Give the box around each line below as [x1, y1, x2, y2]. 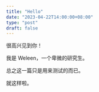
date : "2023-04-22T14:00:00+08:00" [6, 14, 94, 20]
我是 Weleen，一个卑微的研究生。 [6, 54, 88, 62]
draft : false [6, 25, 38, 31]
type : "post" [6, 19, 38, 25]
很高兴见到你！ [6, 42, 42, 49]
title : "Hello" [6, 8, 44, 15]
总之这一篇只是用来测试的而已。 [6, 67, 84, 74]
